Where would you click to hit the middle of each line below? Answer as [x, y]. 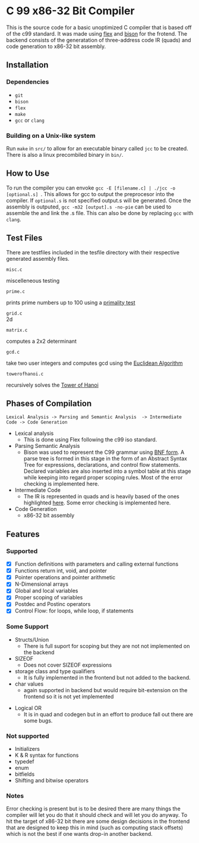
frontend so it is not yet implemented [69, 696]
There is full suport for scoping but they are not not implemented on [107, 646]
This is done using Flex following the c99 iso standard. [90, 440]
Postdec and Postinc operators [53, 604]
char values [29, 684]
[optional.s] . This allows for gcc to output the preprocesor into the [90, 194]
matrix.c [17, 330]
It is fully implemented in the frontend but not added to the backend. [107, 677]
